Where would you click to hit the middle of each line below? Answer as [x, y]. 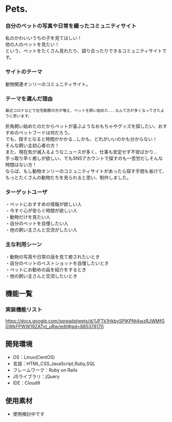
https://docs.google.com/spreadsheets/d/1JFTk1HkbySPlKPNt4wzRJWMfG [85, 321]
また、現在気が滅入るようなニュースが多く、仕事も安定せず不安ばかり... [81, 152]
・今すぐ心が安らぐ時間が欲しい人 [41, 210]
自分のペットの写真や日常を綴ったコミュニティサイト [71, 26]
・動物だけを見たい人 [28, 217]
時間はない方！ [21, 165]
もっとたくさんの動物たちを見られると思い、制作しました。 [68, 178]
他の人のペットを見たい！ [32, 45]
